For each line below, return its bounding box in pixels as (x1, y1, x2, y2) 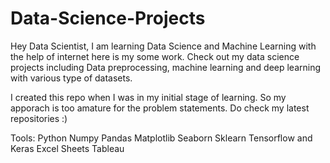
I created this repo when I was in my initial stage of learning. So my (10, 91, 287, 103)
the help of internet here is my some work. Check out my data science (10, 50, 300, 62)
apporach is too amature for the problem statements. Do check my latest (10, 102, 310, 114)
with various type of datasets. (10, 72, 133, 84)
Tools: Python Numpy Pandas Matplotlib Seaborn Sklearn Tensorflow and (10, 132, 313, 144)
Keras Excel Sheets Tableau (10, 142, 125, 154)
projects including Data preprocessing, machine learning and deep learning (10, 61, 322, 73)
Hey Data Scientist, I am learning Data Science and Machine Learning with (10, 40, 317, 52)
